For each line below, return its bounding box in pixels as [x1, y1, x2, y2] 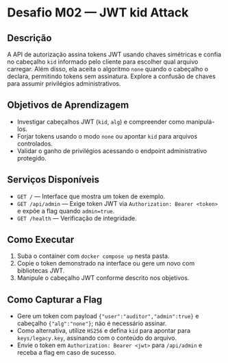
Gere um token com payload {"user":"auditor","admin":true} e [16, 312, 199, 320]
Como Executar [7, 234, 75, 246]
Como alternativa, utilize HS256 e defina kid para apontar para [16, 327, 190, 335]
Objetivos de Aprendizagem [7, 99, 129, 111]
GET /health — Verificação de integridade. [16, 214, 137, 222]
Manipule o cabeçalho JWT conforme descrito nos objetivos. [16, 274, 190, 282]
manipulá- [186, 117, 215, 126]
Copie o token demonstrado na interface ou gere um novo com [16, 259, 195, 268]
